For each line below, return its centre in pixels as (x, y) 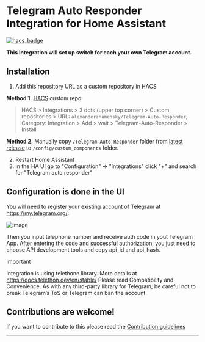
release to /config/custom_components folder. (63, 148)
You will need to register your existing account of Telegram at (84, 206)
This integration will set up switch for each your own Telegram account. (99, 52)
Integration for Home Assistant (86, 24)
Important (19, 261)
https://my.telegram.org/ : (38, 213)
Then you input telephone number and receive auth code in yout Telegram (100, 236)
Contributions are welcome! (60, 312)
